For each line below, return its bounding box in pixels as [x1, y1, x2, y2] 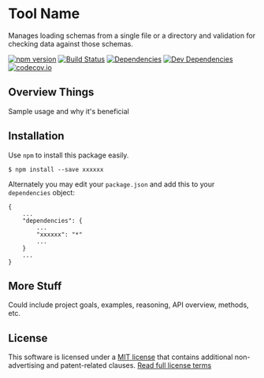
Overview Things [8, 86, 95, 99]
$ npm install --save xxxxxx [8, 165, 104, 173]
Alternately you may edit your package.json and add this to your [8, 179, 215, 189]
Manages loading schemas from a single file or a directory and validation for [8, 31, 256, 40]
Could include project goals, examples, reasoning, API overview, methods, [8, 300, 250, 309]
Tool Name [8, 5, 80, 23]
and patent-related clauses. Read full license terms [46, 361, 212, 370]
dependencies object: [8, 187, 75, 197]
